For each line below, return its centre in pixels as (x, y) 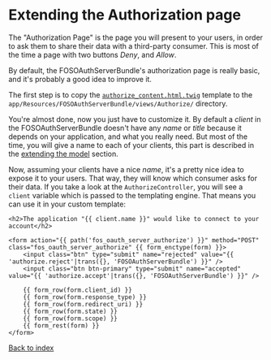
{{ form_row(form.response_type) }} (85, 297)
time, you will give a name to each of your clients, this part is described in (131, 145)
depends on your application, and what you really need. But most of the (128, 137)
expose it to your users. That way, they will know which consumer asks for (133, 178)
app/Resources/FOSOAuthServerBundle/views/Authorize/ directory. (118, 103)
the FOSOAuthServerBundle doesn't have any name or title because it (125, 128)
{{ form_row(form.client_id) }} (77, 290)
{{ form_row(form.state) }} (70, 311)
